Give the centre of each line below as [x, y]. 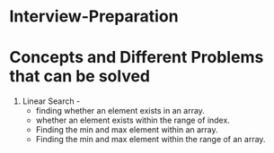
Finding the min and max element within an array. [127, 130]
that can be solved [80, 76]
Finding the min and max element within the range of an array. [150, 140]
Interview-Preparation [94, 17]
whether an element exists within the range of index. [133, 120]
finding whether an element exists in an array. [120, 111]
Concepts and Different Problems [137, 58]
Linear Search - [51, 101]
